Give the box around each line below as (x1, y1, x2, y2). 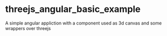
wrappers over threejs (5, 25, 51, 31)
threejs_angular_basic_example (5, 3, 141, 15)
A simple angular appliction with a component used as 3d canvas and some (5, 20, 162, 26)
